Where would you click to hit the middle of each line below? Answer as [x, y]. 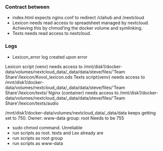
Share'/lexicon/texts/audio [32, 103]
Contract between [27, 7]
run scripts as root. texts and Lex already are [58, 133]
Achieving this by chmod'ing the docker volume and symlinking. [77, 28]
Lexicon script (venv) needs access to [44, 66]
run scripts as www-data [38, 143]
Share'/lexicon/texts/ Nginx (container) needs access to [62, 93]
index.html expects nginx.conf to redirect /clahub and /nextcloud [78, 18]
